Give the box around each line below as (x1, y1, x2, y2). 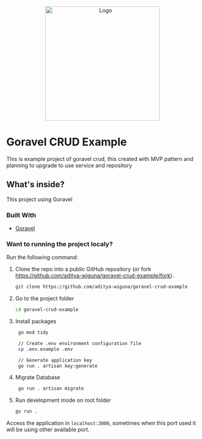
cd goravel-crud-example (15, 307, 79, 313)
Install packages (15, 318, 57, 325)
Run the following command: (6, 254, 78, 261)
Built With (6, 210, 37, 219)
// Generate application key (18, 357, 93, 363)
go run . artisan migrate (18, 385, 84, 392)
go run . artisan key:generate (18, 363, 98, 369)
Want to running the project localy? (6, 240, 113, 248)
